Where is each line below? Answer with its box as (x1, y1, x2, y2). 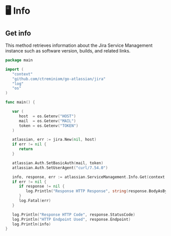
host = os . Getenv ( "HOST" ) (18, 114, 76, 119)
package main (5, 58, 33, 63)
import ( (5, 67, 24, 72)
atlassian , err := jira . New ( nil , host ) (12, 137, 97, 142)
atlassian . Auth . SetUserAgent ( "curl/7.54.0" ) (12, 165, 108, 170)
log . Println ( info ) (12, 221, 51, 227)
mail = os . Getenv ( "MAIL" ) (18, 118, 76, 123)
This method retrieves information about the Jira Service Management (5, 42, 153, 48)
